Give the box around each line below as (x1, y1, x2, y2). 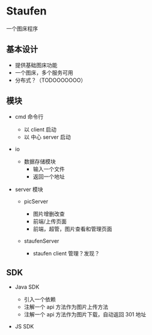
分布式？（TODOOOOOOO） (14, 77, 87, 84)
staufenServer (23, 237, 59, 245)
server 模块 (14, 186, 43, 193)
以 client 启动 (23, 125, 57, 133)
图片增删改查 (32, 210, 65, 218)
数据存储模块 (23, 158, 56, 165)
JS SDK (14, 323, 34, 330)
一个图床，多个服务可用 (14, 69, 73, 76)
